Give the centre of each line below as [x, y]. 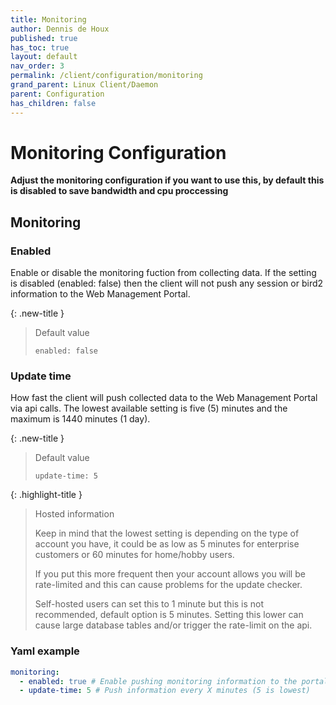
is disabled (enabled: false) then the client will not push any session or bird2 [167, 283]
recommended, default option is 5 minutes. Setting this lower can [169, 615]
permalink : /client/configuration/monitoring [106, 76]
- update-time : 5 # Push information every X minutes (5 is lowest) [165, 691]
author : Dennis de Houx [60, 29]
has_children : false [53, 103]
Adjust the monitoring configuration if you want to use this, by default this [167, 180]
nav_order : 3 [37, 66]
